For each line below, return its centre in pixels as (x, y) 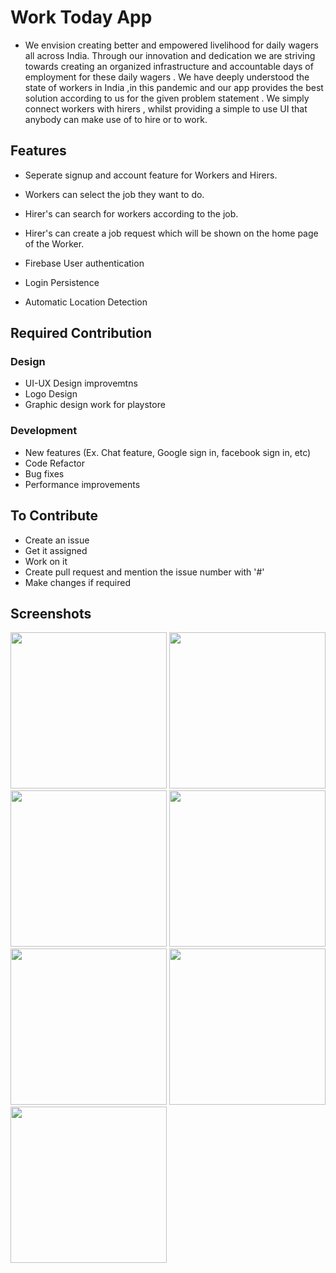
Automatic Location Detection (86, 302)
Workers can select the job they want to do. (114, 194)
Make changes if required (77, 582)
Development (44, 431)
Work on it (46, 561)
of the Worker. (54, 243)
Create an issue (57, 540)
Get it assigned (56, 550)
